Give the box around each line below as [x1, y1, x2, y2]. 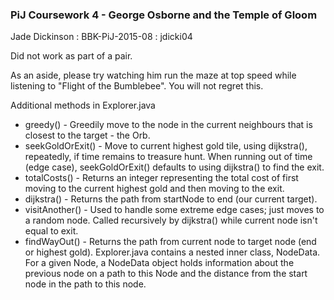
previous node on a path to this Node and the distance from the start [24, 268, 308, 280]
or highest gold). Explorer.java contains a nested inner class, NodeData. [24, 246, 321, 258]
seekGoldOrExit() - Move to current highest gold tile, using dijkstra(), [24, 140, 308, 152]
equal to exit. [24, 225, 79, 237]
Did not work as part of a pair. [10, 50, 133, 62]
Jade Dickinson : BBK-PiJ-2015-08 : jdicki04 [10, 31, 193, 43]
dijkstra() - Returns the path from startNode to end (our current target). [24, 193, 318, 205]
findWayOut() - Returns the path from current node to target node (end [24, 236, 317, 248]
